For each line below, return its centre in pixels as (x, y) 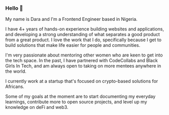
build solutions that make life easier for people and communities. (73, 45)
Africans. (15, 87)
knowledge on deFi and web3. (37, 107)
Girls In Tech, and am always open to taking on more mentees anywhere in (83, 66)
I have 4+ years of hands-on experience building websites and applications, (84, 29)
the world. (16, 71)
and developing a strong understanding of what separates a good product (82, 35)
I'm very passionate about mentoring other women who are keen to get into (84, 55)
